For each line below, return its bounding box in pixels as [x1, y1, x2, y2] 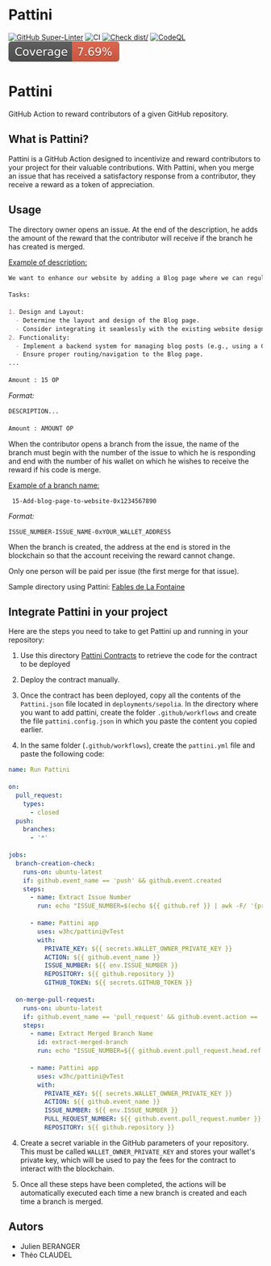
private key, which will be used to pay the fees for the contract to [19, 1155, 236, 1164]
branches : [23, 825, 56, 833]
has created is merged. [8, 241, 85, 251]
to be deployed [19, 660, 71, 669]
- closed [29, 808, 60, 816]
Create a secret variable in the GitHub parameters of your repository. [19, 1138, 249, 1147]
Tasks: [8, 291, 31, 300]
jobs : [8, 851, 27, 859]
